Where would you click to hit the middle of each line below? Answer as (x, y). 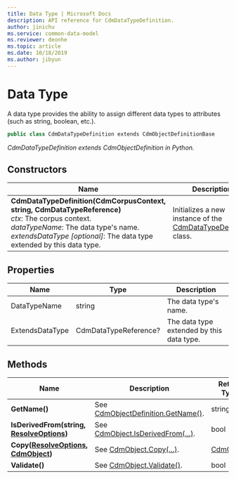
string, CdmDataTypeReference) (66, 210)
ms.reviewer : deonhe (38, 40)
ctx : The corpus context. (51, 218)
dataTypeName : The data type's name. (75, 228)
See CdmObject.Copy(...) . (137, 449)
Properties (31, 270)
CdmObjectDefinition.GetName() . (150, 413)
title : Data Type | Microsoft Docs (59, 14)
